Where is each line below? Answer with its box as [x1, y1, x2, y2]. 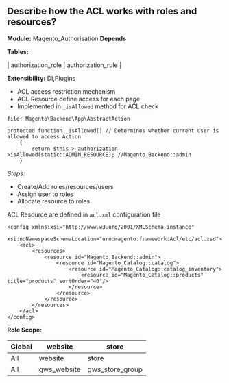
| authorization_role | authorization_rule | [7, 61, 122, 69]
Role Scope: [7, 325, 43, 334]
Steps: [7, 169, 25, 177]
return [32, 145, 51, 152]
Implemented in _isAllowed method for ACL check [16, 102, 159, 110]
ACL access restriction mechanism [16, 87, 116, 95]
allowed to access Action [7, 133, 81, 140]
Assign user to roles [16, 190, 74, 198]
